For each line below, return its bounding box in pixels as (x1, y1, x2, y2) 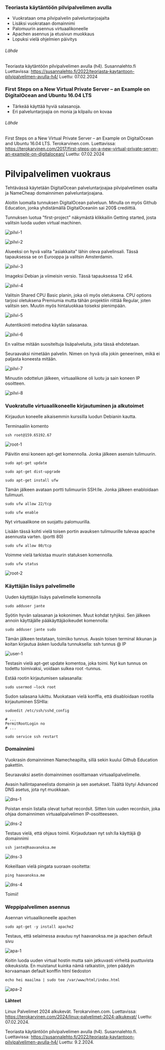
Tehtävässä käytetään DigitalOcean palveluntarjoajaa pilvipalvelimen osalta (5, 185, 158, 191)
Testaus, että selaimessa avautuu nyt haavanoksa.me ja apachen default (5, 933, 153, 939)
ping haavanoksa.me (5, 873, 45, 878)
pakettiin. (5, 762, 24, 768)
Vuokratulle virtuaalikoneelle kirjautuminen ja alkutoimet (5, 402, 144, 409)
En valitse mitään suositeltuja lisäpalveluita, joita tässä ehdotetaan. (5, 341, 140, 347)
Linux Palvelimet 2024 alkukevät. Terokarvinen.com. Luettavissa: (5, 1008, 137, 1014)
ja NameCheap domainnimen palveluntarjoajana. (5, 190, 104, 196)
